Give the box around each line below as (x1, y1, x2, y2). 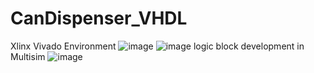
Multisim (10, 50, 46, 62)
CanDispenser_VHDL (10, 7, 188, 30)
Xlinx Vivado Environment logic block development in (10, 40, 305, 52)
